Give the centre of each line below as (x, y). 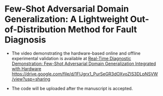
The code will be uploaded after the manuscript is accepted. (72, 88)
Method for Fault (102, 30)
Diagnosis (25, 40)
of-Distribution (35, 30)
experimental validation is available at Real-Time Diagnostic (71, 58)
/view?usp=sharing (31, 79)
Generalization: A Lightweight (66, 19)
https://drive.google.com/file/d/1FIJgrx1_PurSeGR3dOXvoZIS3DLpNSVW (85, 74)
